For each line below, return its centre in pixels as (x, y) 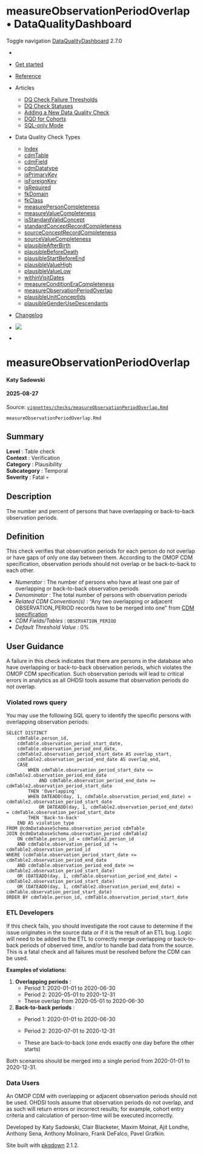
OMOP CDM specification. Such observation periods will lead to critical (95, 674)
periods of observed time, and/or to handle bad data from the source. (107, 945)
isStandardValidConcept (54, 219)
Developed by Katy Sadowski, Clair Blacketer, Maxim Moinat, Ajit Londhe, (98, 1127)
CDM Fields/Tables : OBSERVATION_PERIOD (65, 621)
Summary (25, 437)
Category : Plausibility (34, 464)
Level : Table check (31, 451)
